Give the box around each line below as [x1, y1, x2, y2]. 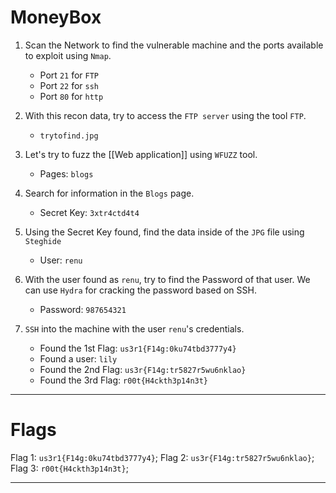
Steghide [24, 236, 62, 246]
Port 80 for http [39, 90, 104, 102]
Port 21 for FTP [39, 69, 99, 81]
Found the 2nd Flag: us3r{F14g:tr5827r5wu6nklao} [39, 363, 247, 375]
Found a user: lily [39, 352, 118, 365]
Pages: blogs [39, 167, 94, 180]
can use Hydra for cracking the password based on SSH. [24, 284, 257, 296]
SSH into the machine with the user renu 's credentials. [24, 322, 245, 335]
